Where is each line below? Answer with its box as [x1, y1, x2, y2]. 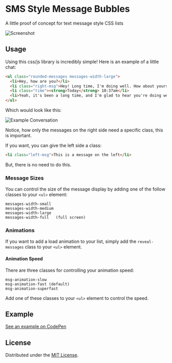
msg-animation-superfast [5, 286, 58, 291]
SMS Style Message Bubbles [5, 3, 131, 15]
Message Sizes [5, 174, 44, 181]
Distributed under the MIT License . [5, 352, 79, 358]
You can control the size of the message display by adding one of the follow [5, 186, 165, 193]
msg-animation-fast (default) [5, 281, 70, 286]
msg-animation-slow [5, 277, 47, 282]
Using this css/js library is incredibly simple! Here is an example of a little [5, 59, 159, 65]
